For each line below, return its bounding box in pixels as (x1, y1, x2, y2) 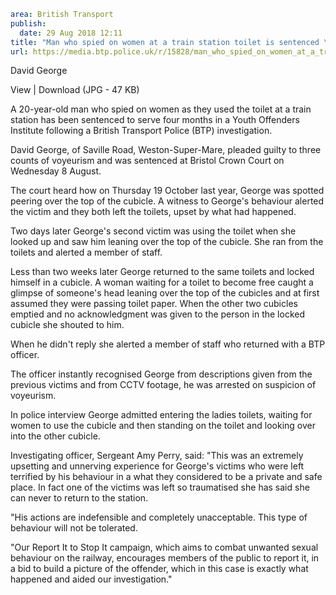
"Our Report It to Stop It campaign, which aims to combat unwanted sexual (10, 541, 319, 554)
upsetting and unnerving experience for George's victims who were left (10, 460, 305, 472)
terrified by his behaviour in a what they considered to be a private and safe (10, 471, 323, 483)
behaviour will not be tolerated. (10, 522, 138, 534)
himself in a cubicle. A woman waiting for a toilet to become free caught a (10, 276, 314, 289)
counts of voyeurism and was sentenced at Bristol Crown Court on (10, 155, 285, 167)
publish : (10, 18, 47, 29)
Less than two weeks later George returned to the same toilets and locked (10, 266, 315, 278)
